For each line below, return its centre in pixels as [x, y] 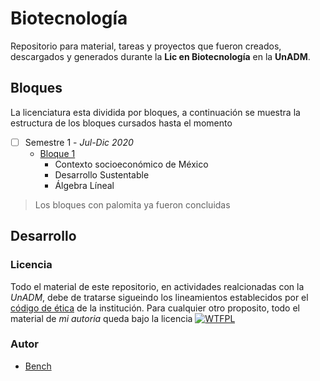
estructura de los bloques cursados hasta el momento [121, 123]
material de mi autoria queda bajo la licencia [101, 318]
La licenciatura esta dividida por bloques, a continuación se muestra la [155, 112]
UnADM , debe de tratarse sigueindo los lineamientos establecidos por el [159, 297]
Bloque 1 [57, 153]
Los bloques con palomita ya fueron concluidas [132, 204]
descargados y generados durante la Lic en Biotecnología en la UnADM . [160, 56]
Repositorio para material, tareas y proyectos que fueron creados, [146, 46]
